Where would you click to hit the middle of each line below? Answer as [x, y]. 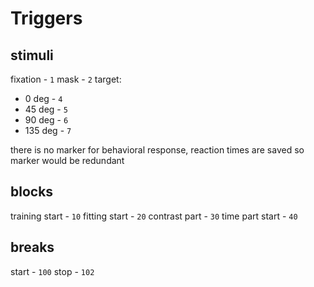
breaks [32, 247]
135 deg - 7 [48, 130]
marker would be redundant [67, 160]
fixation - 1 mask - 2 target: [66, 79]
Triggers [46, 18]
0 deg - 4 [43, 98]
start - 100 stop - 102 [52, 271]
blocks [32, 192]
